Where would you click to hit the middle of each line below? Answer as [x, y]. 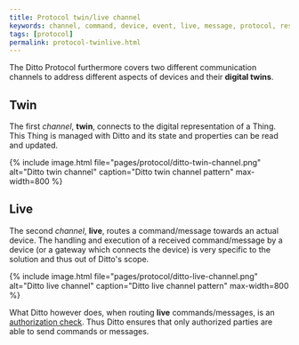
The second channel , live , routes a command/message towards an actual [144, 230]
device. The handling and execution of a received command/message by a [146, 240]
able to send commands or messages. [79, 331]
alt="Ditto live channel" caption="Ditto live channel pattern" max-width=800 [149, 285]
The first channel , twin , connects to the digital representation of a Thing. [143, 126]
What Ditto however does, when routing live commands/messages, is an [142, 312]
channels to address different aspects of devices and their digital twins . [141, 77]
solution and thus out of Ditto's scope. [79, 259]
